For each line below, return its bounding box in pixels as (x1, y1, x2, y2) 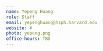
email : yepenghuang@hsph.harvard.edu (6, 19, 98, 25)
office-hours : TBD (6, 36, 51, 42)
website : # (6, 25, 33, 31)
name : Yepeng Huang (6, 8, 54, 15)
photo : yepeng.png (6, 30, 51, 36)
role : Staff (6, 14, 35, 20)
